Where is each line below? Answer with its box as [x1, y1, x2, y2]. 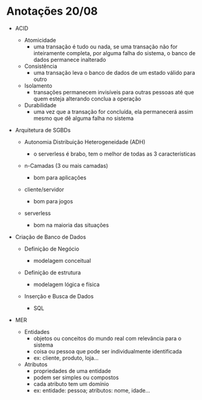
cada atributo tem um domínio [33, 380, 109, 387]
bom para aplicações [33, 173, 87, 181]
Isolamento [24, 81, 52, 89]
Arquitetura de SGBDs [15, 126, 71, 134]
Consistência [24, 62, 57, 70]
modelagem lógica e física [33, 281, 100, 288]
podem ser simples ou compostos [33, 374, 119, 381]
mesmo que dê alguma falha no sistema [33, 115, 134, 122]
